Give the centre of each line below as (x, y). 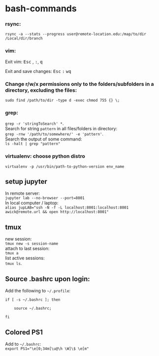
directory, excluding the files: (41, 90)
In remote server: (23, 193)
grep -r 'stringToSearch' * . (34, 123)
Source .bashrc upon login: (48, 279)
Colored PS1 (24, 332)
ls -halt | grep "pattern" (33, 144)
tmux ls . (14, 263)
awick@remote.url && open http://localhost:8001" (57, 212)
